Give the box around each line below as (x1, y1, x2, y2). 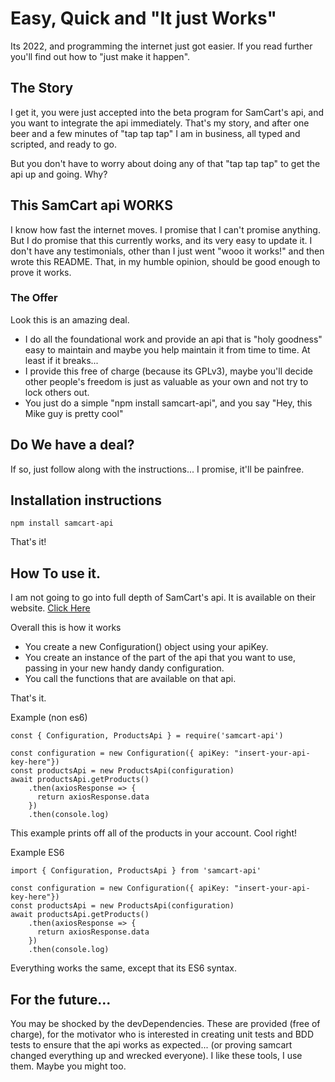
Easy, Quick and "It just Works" (10, 7, 277, 30)
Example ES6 (10, 847, 65, 859)
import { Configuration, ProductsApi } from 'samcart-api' (10, 866, 262, 876)
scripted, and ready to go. (10, 138, 117, 150)
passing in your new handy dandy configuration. (24, 662, 225, 674)
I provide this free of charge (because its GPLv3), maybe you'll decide (24, 365, 313, 377)
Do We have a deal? (10, 437, 135, 454)
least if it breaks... (24, 354, 99, 366)
